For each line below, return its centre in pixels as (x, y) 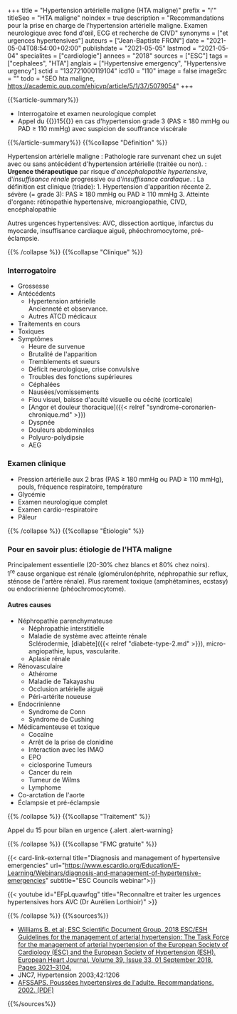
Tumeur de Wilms (54, 780)
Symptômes (35, 339)
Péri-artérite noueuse (60, 696)
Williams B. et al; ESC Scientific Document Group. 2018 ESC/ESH (112, 929)
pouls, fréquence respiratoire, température (80, 487)
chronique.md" (50, 415)
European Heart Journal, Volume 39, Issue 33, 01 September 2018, (115, 959)
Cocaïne (41, 734)
